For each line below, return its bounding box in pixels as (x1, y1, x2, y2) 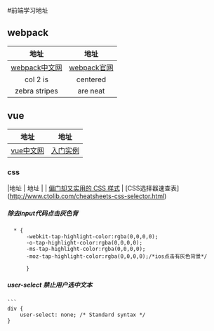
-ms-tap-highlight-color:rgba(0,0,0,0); (25, 245, 146, 252)
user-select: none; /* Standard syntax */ (20, 311, 146, 318)
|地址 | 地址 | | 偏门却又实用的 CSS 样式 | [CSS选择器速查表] (7, 183, 180, 192)
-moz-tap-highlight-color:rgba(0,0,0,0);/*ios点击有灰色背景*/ (25, 252, 208, 260)
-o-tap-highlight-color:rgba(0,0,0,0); (25, 239, 142, 246)
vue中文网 (11, 145, 44, 155)
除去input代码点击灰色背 (7, 209, 79, 217)
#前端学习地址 (7, 6, 48, 14)
